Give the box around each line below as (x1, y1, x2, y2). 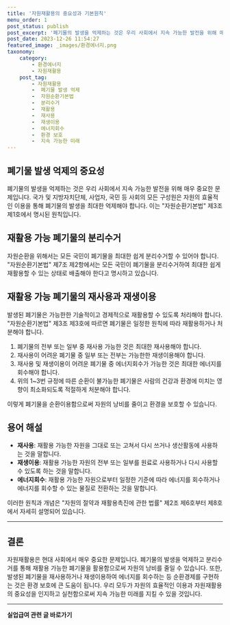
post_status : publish (7, 23, 69, 30)
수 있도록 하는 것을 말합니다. (16, 467, 92, 475)
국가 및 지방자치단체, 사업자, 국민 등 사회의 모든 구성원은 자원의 (32, 193, 201, 201)
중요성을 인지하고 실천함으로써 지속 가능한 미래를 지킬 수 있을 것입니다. (14, 590, 203, 598)
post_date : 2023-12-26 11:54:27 (7, 36, 99, 43)
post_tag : (19, 73, 48, 81)
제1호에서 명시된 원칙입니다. (7, 210, 81, 218)
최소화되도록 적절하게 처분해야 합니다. (29, 385, 131, 394)
